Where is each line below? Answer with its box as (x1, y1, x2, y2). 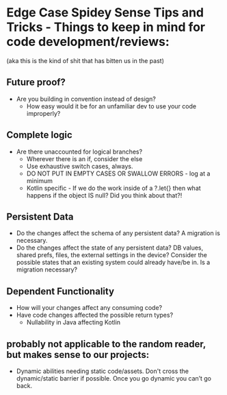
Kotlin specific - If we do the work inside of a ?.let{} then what (26, 184, 201, 192)
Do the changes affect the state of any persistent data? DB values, (16, 243, 203, 252)
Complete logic (6, 129, 72, 141)
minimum (26, 176, 53, 184)
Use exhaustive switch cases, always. (26, 162, 133, 170)
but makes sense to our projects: (6, 348, 150, 361)
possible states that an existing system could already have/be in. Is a (16, 259, 211, 267)
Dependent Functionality (6, 285, 114, 297)
